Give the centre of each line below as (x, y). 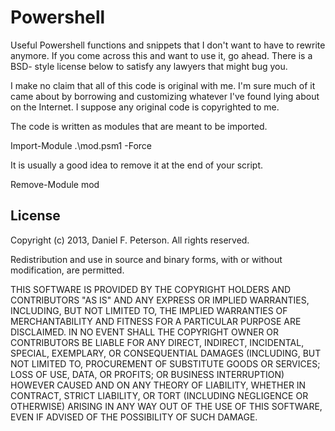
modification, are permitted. (67, 270)
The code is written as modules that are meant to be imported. (139, 126)
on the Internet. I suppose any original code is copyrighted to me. (145, 107)
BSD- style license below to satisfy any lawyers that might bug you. (149, 66)
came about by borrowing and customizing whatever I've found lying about (165, 96)
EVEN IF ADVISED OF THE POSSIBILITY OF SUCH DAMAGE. (134, 417)
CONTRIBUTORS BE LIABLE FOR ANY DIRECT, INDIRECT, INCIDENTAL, (157, 342)
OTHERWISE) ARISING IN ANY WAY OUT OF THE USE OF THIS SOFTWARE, (166, 406)
